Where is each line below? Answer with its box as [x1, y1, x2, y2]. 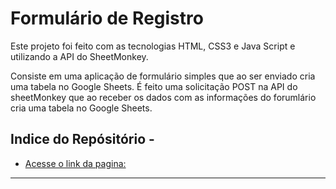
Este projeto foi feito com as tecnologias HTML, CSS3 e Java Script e [10, 40, 296, 52]
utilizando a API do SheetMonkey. [10, 50, 149, 62]
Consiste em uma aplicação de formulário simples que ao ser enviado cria [10, 70, 316, 82]
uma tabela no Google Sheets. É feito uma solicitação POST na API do [10, 80, 298, 92]
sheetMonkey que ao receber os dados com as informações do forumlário [10, 91, 317, 103]
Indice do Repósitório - [10, 131, 155, 148]
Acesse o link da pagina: [24, 157, 127, 169]
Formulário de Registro [10, 7, 204, 30]
